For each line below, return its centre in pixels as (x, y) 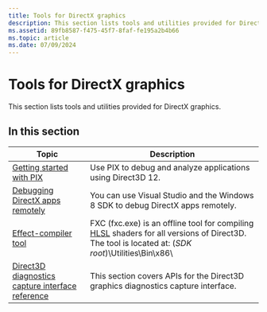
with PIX (28, 177)
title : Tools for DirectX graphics (67, 16)
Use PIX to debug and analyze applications (170, 167)
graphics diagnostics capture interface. (163, 286)
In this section (44, 132)
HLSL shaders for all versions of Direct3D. (168, 233)
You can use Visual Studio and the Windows (172, 195)
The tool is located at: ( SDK (141, 243)
